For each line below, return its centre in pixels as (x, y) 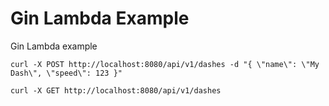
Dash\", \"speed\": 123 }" (66, 73)
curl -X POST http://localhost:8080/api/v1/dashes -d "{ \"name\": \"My (165, 64)
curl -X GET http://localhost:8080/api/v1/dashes (116, 90)
